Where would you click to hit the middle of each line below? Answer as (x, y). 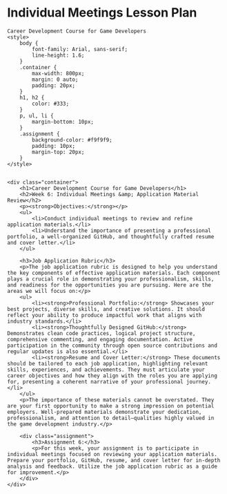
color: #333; (51, 104)
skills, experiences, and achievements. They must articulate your (106, 370)
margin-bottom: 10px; (63, 122)
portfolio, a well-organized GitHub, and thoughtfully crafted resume (111, 236)
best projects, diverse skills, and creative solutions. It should (106, 309)
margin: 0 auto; (55, 79)
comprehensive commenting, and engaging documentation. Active (100, 339)
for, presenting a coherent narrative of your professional (96, 381)
